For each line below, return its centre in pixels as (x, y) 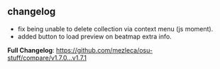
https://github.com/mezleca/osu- (104, 50)
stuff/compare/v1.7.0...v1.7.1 (47, 58)
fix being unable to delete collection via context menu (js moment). (115, 28)
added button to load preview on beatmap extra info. (94, 36)
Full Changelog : (31, 50)
